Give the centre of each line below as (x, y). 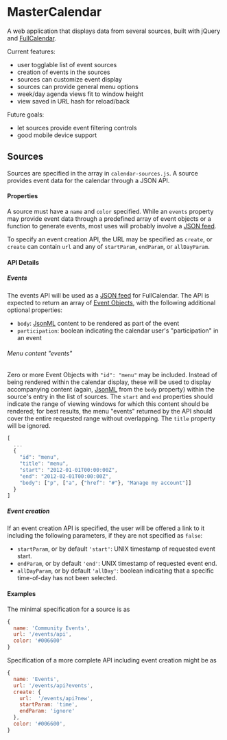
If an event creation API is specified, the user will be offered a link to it (106, 528)
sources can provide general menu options (77, 86)
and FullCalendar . (32, 38)
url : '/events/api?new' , (57, 698)
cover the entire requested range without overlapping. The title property (111, 418)
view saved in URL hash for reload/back (73, 101)
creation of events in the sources (63, 72)
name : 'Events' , (36, 679)
